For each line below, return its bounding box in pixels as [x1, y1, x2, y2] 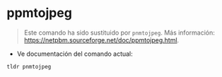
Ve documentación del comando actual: [16, 49, 134, 58]
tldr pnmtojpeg [6, 63, 52, 70]
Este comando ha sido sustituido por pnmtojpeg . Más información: [23, 28, 215, 37]
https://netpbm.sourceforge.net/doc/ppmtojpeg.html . [23, 35, 180, 44]
